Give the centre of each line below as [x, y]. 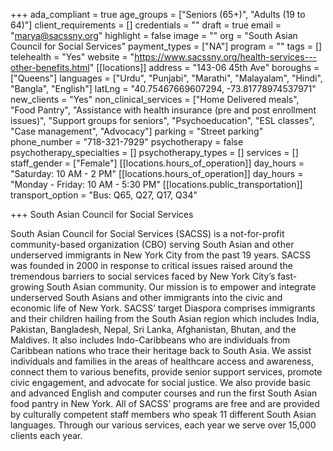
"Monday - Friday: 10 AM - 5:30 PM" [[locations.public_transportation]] [156, 184]
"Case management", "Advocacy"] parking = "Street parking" [137, 131]
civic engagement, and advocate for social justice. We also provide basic [161, 382]
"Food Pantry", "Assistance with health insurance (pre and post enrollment [163, 110]
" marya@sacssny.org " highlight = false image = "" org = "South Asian [154, 35]
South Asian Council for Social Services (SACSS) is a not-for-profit [147, 233]
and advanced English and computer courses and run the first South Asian [164, 393]
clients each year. [46, 435]
